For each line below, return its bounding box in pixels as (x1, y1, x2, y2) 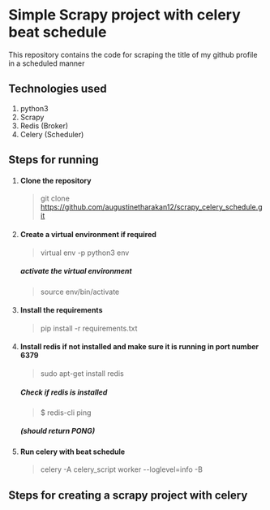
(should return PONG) (19, 426, 96, 436)
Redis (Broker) (19, 120, 69, 131)
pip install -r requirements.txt (40, 323, 138, 333)
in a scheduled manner (8, 58, 85, 68)
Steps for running (8, 153, 99, 167)
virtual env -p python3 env (40, 248, 130, 257)
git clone (40, 193, 71, 204)
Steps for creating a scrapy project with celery (8, 488, 248, 502)
